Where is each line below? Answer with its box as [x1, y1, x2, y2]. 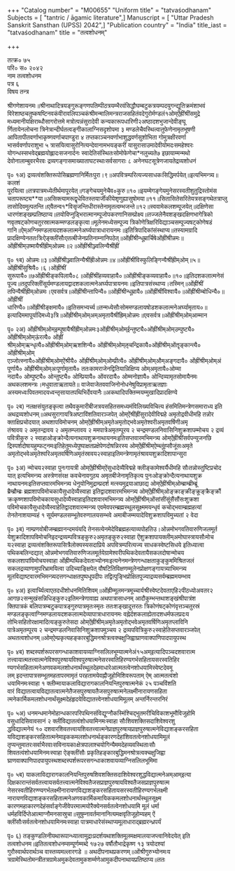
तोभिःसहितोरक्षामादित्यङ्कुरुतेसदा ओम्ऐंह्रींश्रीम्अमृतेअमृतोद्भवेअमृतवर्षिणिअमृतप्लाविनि [7, 618, 188, 626]
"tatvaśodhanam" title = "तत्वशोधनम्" [7, 28, 108, 36]
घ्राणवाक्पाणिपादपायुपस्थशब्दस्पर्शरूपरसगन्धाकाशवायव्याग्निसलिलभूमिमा [7, 757, 158, 764]
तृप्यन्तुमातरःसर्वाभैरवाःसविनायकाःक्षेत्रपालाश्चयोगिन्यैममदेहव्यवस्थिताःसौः [7, 741, 156, 749]
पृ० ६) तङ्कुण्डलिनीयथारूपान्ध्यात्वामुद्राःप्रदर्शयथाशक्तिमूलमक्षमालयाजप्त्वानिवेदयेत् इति [7, 832, 190, 840]
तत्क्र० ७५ [7, 56, 31, 64]
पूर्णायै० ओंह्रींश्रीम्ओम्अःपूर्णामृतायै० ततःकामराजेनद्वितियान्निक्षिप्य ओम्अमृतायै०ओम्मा [7, 365, 182, 372]
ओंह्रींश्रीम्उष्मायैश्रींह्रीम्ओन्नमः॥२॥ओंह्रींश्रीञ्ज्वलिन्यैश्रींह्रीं [7, 242, 120, 250]
